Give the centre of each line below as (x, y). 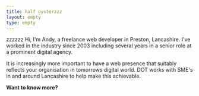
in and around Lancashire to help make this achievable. (74, 76)
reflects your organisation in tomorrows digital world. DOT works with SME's (99, 70)
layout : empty (24, 17)
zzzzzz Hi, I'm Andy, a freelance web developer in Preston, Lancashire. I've (99, 40)
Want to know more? (32, 88)
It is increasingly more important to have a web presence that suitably (91, 63)
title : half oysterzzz (34, 12)
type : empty (21, 23)
